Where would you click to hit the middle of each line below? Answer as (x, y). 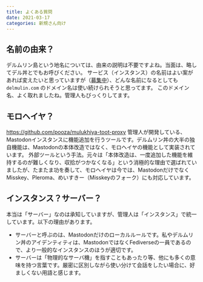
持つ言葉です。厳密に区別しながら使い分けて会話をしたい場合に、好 (110, 265)
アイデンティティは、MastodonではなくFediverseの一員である (108, 242)
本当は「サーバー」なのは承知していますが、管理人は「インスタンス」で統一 (101, 214)
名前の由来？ (30, 49)
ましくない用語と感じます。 (49, 272)
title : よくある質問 (29, 12)
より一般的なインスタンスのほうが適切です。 (81, 250)
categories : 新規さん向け (36, 23)
